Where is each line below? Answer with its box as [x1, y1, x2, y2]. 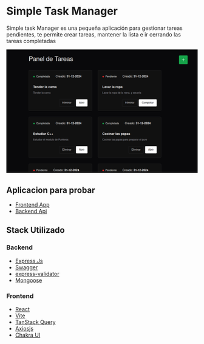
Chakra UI [15, 331, 41, 339]
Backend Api [15, 208, 47, 215]
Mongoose [15, 277, 42, 284]
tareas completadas [6, 37, 56, 44]
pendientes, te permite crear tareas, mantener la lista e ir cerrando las [6, 30, 181, 38]
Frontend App [15, 201, 50, 208]
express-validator [15, 270, 59, 277]
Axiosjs [15, 325, 34, 332]
